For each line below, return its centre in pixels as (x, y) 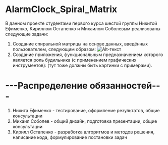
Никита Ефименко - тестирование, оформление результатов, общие (86, 110)
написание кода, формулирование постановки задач (70, 137)
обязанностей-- (125, 86)
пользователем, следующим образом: (54, 49)
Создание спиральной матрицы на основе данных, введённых (80, 43)
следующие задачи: (27, 34)
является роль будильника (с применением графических (74, 60)
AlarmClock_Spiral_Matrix (61, 9)
